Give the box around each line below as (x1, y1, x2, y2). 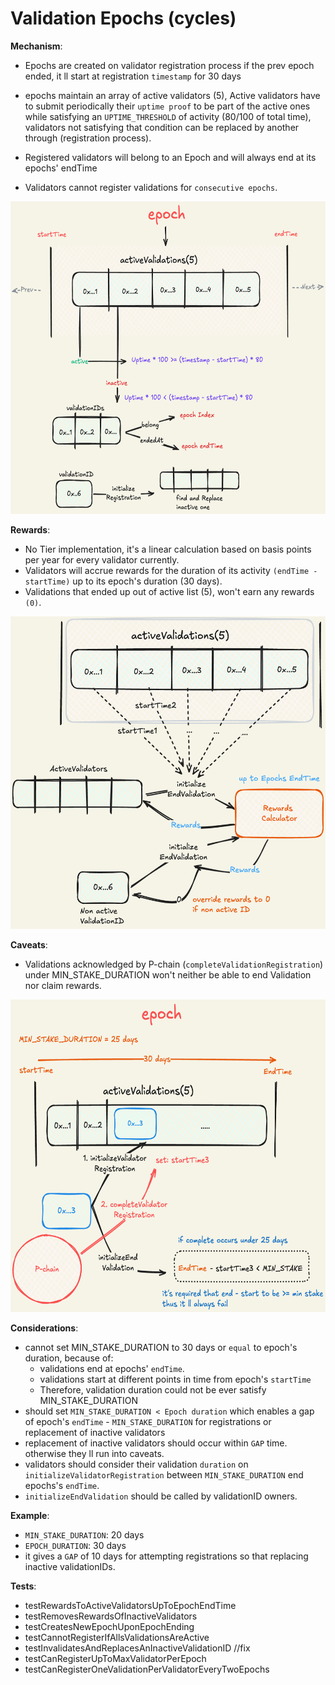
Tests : (10, 1580, 37, 1592)
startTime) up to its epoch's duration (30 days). (24, 575, 223, 587)
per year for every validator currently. (24, 553, 180, 566)
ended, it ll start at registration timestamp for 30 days (24, 70, 242, 82)
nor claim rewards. (24, 979, 102, 991)
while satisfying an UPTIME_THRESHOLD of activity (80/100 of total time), (24, 110, 312, 122)
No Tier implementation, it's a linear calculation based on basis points (24, 543, 312, 555)
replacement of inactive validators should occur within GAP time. (24, 1437, 288, 1449)
